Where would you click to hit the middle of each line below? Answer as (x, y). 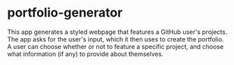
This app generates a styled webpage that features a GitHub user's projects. (117, 32)
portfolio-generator (65, 13)
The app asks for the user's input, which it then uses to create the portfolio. (116, 39)
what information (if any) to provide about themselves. (86, 54)
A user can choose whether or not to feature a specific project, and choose (116, 46)
